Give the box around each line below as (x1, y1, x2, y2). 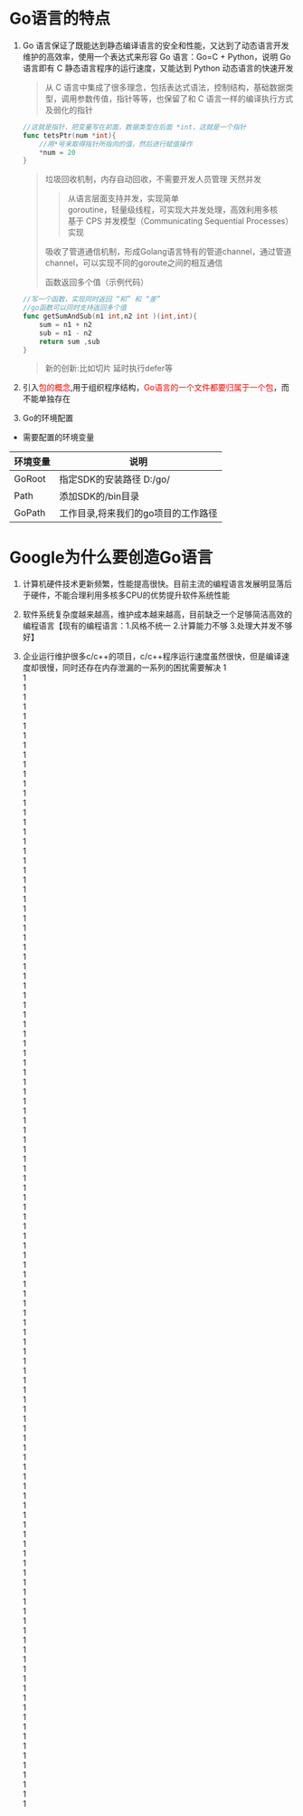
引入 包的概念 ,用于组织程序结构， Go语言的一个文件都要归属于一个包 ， (22, 382, 282, 393)
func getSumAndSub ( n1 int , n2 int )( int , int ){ (22, 312, 197, 322)
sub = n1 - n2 (39, 328, 92, 338)
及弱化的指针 (44, 104, 93, 115)
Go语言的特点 (9, 8, 111, 29)
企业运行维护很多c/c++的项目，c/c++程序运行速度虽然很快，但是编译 (22, 651, 282, 662)
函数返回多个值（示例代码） (44, 277, 149, 288)
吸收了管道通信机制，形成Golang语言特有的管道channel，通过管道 (44, 246, 292, 257)
